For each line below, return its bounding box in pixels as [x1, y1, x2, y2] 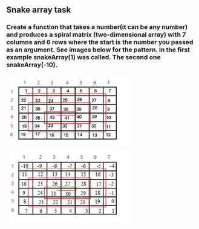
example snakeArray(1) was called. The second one [6, 53, 161, 62]
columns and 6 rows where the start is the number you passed [6, 38, 194, 47]
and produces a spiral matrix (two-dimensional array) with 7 [6, 30, 186, 39]
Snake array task [6, 5, 71, 15]
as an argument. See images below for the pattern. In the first [6, 45, 191, 54]
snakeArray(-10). [6, 60, 58, 69]
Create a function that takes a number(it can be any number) [6, 23, 188, 31]
